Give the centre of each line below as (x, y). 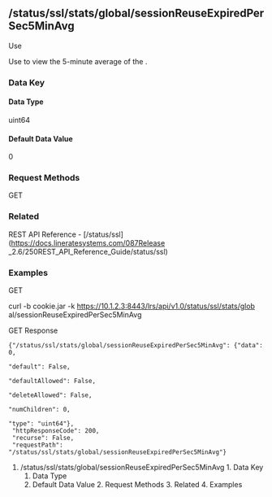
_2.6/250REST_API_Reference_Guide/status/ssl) (88, 251)
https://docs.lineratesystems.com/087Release (88, 242)
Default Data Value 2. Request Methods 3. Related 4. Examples (137, 485)
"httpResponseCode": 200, (56, 431)
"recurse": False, (43, 438)
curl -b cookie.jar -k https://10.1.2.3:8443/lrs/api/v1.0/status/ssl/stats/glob (132, 306)
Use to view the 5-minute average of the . (78, 61)
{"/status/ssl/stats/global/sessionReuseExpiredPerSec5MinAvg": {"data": (136, 346)
